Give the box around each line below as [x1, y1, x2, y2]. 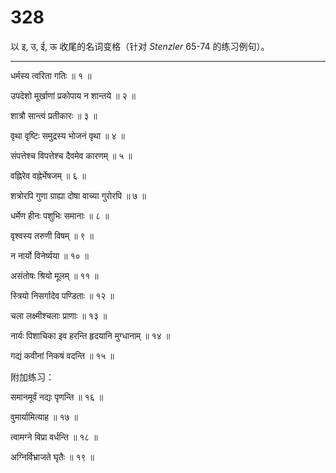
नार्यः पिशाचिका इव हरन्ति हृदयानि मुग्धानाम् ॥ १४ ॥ [10, 329, 171, 341]
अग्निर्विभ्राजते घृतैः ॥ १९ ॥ [10, 451, 95, 463]
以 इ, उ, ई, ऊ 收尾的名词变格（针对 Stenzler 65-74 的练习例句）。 [10, 40, 270, 52]
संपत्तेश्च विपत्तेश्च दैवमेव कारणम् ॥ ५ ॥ [10, 149, 133, 161]
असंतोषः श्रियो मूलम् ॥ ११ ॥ [10, 269, 99, 281]
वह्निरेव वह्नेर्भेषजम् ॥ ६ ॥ [10, 169, 87, 181]
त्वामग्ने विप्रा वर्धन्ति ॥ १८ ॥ [10, 431, 98, 443]
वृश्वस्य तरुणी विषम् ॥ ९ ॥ [10, 229, 95, 241]
